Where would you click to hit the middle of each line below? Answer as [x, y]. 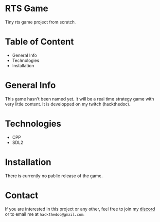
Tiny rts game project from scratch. [41, 22]
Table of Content [40, 42]
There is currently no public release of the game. [54, 176]
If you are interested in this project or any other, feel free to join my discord [80, 209]
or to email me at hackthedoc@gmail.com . [45, 214]
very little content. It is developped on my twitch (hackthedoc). [68, 104]
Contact [22, 195]
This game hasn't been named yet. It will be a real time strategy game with [80, 99]
